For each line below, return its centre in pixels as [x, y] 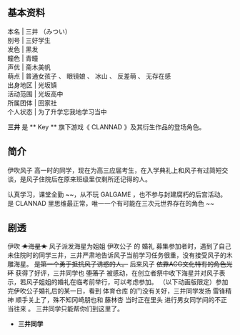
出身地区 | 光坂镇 [32, 85]
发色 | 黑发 [23, 49]
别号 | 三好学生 [29, 40]
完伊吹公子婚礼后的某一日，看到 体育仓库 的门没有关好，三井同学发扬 [109, 291]
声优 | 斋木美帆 [29, 67]
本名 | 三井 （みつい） [39, 31]
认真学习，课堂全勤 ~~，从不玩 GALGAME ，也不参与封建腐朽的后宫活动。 [117, 194]
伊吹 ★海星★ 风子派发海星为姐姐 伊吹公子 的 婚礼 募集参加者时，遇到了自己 [119, 246]
